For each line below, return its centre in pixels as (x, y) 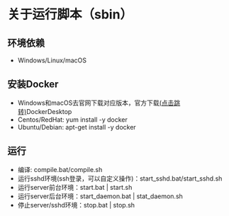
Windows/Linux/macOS (52, 60)
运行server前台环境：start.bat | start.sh (75, 187)
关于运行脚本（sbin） (70, 15)
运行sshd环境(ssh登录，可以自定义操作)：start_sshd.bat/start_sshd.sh (120, 178)
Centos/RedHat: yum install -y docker (72, 119)
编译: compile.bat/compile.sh (60, 169)
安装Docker (33, 85)
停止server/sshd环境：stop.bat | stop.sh (76, 205)
